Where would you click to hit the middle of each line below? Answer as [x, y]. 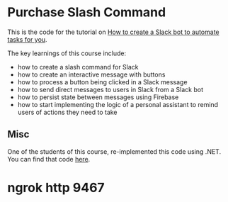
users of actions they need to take [68, 112]
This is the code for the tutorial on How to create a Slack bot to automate [113, 32]
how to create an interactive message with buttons [91, 74]
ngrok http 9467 [56, 187]
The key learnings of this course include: [67, 53]
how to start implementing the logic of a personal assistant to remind [118, 104]
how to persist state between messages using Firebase [98, 97]
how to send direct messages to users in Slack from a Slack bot [110, 89]
